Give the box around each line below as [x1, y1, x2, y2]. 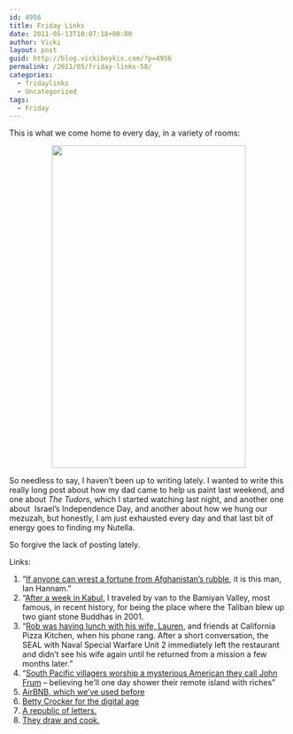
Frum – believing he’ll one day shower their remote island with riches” [21, 677, 276, 688]
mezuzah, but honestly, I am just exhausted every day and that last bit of [9, 513, 274, 523]
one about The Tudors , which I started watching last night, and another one [9, 494, 284, 505]
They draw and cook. [21, 715, 100, 726]
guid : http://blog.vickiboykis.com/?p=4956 [9, 54, 173, 63]
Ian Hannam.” [21, 583, 72, 594]
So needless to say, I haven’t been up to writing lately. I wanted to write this [9, 475, 284, 486]
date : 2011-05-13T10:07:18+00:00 [9, 29, 133, 38]
